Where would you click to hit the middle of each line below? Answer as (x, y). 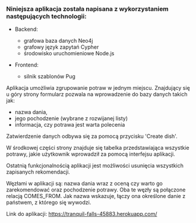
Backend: (26, 29)
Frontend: (26, 65)
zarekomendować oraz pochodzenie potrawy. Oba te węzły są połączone (96, 190)
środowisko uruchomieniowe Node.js (69, 54)
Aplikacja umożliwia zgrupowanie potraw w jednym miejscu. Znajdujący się (98, 88)
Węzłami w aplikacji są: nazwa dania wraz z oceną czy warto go (85, 184)
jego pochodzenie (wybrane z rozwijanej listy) (71, 118)
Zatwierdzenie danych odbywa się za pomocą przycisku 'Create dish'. (92, 136)
